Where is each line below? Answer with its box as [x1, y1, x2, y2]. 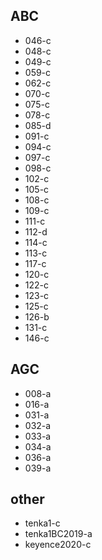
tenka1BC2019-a [24, 528, 93, 540]
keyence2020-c [24, 539, 92, 551]
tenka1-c [24, 517, 61, 529]
